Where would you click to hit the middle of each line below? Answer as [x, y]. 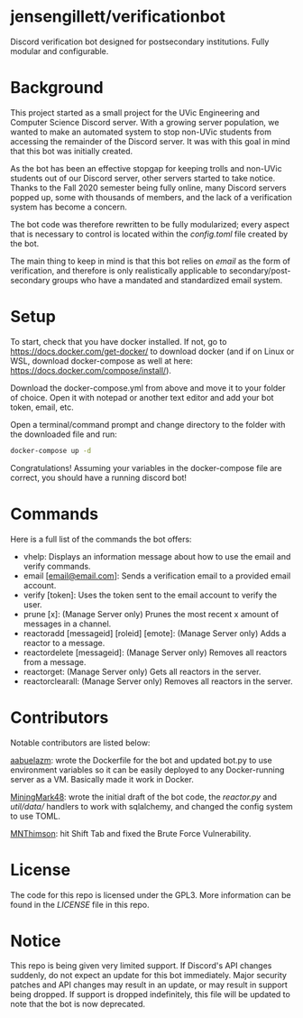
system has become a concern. [69, 207]
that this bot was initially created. [72, 151]
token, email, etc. [42, 407]
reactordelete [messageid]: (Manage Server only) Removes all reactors [155, 652]
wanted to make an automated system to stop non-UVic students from [141, 132]
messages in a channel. [67, 624]
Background [57, 88]
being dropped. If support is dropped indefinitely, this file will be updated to [151, 995]
